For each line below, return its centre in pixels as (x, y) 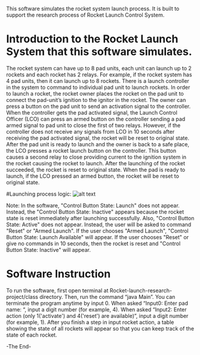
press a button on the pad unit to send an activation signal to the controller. (99, 106)
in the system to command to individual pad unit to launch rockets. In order (98, 87)
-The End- (19, 346)
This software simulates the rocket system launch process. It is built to (93, 9)
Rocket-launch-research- (141, 290)
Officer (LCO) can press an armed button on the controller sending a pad (96, 119)
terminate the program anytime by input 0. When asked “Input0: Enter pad (97, 303)
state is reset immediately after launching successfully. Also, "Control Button (100, 218)
